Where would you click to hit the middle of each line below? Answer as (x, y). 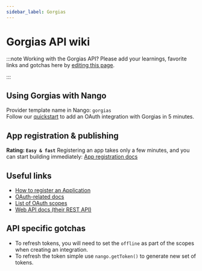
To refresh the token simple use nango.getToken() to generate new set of (106, 256)
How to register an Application (53, 190)
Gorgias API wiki (48, 41)
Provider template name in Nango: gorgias (59, 110)
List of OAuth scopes (41, 203)
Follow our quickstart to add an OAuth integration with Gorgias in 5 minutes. (100, 117)
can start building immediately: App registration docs (72, 157)
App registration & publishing (62, 136)
